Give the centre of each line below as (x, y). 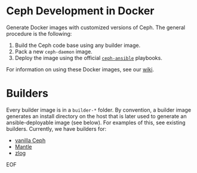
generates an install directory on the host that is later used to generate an (96, 116)
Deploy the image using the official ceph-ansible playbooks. (88, 58)
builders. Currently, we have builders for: (56, 128)
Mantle (23, 146)
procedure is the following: (39, 33)
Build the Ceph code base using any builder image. (78, 45)
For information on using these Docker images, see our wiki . (80, 69)
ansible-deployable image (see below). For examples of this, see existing (96, 122)
